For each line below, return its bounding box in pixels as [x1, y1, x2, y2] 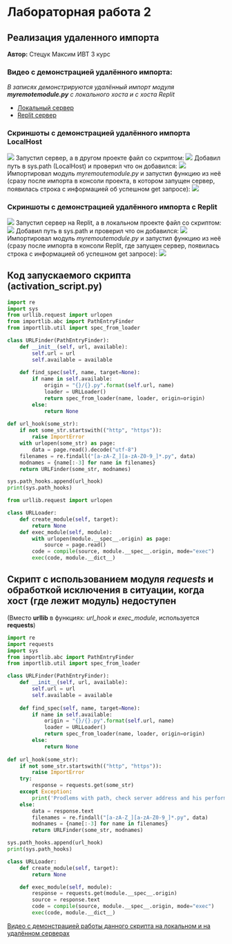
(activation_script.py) [7, 281, 102, 293]
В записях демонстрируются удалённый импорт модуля [7, 83, 175, 91]
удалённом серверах [7, 929, 70, 937]
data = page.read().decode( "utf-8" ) [32, 446, 137, 453]
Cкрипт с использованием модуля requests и [7, 573, 214, 585]
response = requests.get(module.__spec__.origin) [32, 890, 177, 897]
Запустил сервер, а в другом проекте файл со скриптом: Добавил [15, 154, 221, 162]
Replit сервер [17, 111, 57, 120]
